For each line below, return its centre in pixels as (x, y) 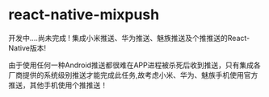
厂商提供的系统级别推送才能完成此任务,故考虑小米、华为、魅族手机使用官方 (133, 75)
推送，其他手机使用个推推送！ (58, 85)
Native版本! (27, 48)
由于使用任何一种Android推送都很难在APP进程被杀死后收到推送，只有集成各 (134, 65)
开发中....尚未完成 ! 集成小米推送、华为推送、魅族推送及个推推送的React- (129, 38)
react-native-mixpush (84, 15)
